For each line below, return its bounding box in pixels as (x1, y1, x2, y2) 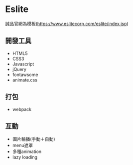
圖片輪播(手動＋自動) (12, 136, 56, 142)
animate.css (12, 76, 37, 83)
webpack (12, 106, 31, 112)
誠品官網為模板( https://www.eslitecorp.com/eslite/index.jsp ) (5, 20, 129, 26)
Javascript (12, 61, 34, 67)
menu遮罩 (12, 142, 33, 148)
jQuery (12, 66, 26, 72)
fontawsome (12, 71, 38, 77)
